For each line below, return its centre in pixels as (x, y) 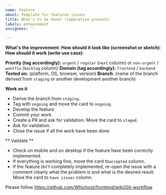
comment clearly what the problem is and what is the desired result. (84, 172)
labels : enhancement (27, 24)
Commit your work (32, 115)
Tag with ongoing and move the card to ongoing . (62, 104)
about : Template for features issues (45, 15)
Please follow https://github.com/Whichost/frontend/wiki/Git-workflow (79, 187)
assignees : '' (20, 29)
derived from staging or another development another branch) (71, 79)
